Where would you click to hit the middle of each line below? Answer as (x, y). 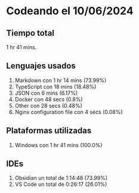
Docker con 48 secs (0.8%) (49, 99)
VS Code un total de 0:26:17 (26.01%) (61, 184)
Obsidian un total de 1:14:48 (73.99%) (61, 178)
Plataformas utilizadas (49, 131)
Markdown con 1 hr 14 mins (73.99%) (61, 80)
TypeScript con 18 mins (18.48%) (55, 86)
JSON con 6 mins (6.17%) (46, 93)
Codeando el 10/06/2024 (70, 11)
